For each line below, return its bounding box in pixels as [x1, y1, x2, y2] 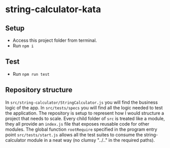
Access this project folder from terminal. [12, 37, 97, 43]
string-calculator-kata [5, 4, 101, 15]
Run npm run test [12, 71, 50, 77]
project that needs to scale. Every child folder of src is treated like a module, [5, 115, 165, 122]
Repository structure [5, 85, 73, 95]
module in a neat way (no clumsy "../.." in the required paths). [27, 137, 155, 143]
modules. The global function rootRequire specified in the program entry [5, 126, 157, 132]
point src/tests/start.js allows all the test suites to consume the [5, 131, 143, 138]
